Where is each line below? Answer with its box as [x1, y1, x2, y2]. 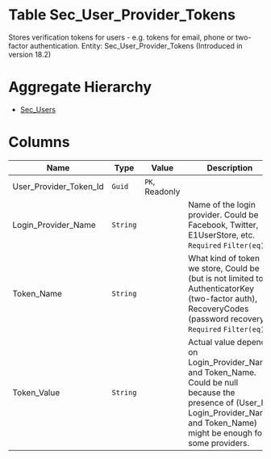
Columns [8, 133, 70, 151]
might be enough [188, 427, 252, 438]
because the [188, 386, 236, 398]
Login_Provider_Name [12, 219, 97, 230]
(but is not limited [188, 272, 254, 284]
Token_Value [12, 386, 60, 398]
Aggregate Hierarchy [8, 78, 152, 96]
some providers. [188, 437, 250, 448]
